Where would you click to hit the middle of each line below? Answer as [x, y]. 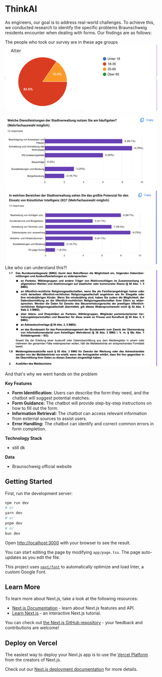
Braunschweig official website [42, 466]
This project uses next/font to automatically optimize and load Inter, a [74, 566]
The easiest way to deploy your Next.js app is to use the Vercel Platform [77, 655]
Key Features [19, 383]
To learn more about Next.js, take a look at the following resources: [72, 599]
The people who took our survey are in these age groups [61, 42]
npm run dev [17, 503]
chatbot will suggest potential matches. [51, 398]
